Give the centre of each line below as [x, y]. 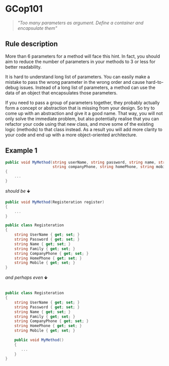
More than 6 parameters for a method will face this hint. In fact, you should [82, 56]
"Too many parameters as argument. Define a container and [80, 23]
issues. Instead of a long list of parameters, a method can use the [88, 87]
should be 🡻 [18, 191]
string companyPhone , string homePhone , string [103, 167]
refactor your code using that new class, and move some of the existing [79, 124]
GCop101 [24, 9]
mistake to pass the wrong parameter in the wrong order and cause [75, 82]
